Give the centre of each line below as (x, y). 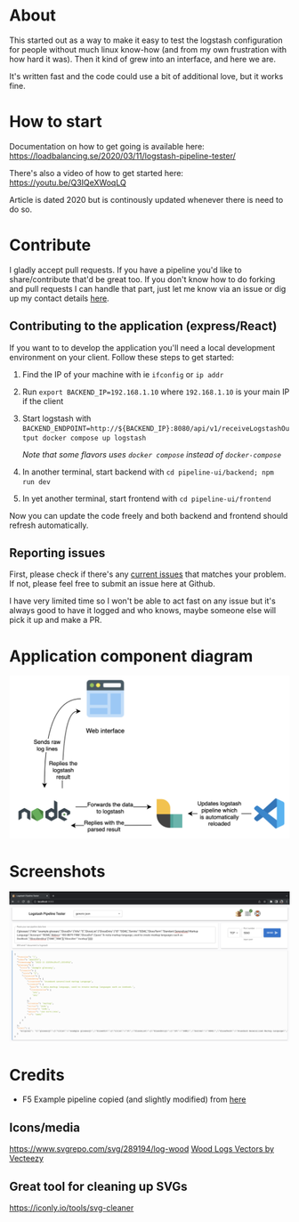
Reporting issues (57, 553)
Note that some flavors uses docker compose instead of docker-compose (152, 454)
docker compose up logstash (94, 438)
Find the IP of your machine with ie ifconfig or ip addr (123, 374)
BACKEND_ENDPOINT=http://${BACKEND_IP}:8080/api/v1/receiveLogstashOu (156, 428)
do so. (21, 209)
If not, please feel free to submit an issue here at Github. (112, 584)
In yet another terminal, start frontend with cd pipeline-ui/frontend (146, 498)
